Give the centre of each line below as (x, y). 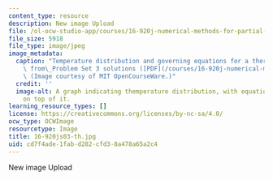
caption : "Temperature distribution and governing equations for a (132, 62)
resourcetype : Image (43, 129)
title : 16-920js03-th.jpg (52, 136)
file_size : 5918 (36, 39)
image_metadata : (36, 54)
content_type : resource (49, 16)
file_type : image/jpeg (47, 46)
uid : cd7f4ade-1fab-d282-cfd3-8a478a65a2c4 (83, 144)
